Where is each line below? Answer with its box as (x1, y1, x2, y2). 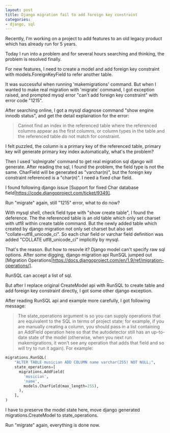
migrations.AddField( (18, 369, 65, 374)
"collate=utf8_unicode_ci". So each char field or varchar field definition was (5, 231, 164, 237)
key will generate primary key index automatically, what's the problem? (5, 148, 154, 155)
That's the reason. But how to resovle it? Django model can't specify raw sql (5, 246, 165, 253)
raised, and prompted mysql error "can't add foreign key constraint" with (5, 92, 158, 98)
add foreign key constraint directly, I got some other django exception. (5, 288, 153, 294)
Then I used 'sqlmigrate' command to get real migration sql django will (5, 159, 153, 165)
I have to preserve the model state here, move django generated (5, 407, 140, 413)
